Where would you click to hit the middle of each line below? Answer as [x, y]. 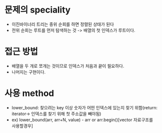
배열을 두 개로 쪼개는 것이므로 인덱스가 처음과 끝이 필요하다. [68, 66]
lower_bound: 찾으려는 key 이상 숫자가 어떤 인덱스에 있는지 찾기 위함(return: [84, 107]
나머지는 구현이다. [28, 72]
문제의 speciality [38, 10]
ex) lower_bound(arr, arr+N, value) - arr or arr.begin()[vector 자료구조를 [82, 119]
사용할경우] [22, 126]
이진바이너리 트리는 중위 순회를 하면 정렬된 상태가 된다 [63, 24]
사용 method [29, 94]
